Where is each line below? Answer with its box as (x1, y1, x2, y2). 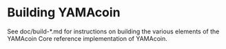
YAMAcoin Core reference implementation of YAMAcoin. (7, 34, 167, 42)
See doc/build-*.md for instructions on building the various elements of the (7, 27, 220, 35)
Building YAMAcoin (7, 5, 121, 20)
